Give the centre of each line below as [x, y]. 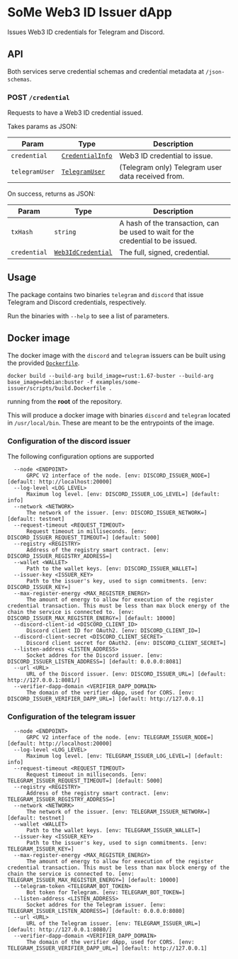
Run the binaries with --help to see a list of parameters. [89, 315]
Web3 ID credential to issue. [166, 156]
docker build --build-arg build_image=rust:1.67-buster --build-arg [110, 376]
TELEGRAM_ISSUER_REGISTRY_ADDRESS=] [61, 800]
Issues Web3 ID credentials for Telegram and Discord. [86, 32]
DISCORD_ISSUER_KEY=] [39, 587]
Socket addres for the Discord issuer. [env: [94, 655]
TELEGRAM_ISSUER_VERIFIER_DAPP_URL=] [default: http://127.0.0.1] [107, 948]
